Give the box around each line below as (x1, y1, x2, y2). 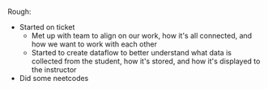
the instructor (31, 65, 77, 75)
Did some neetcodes (19, 74, 89, 83)
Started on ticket (19, 22, 75, 31)
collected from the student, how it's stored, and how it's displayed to (31, 56, 261, 66)
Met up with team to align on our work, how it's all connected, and (31, 31, 253, 40)
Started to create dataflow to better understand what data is (31, 48, 232, 57)
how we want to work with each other (31, 39, 158, 49)
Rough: (7, 7, 32, 16)
